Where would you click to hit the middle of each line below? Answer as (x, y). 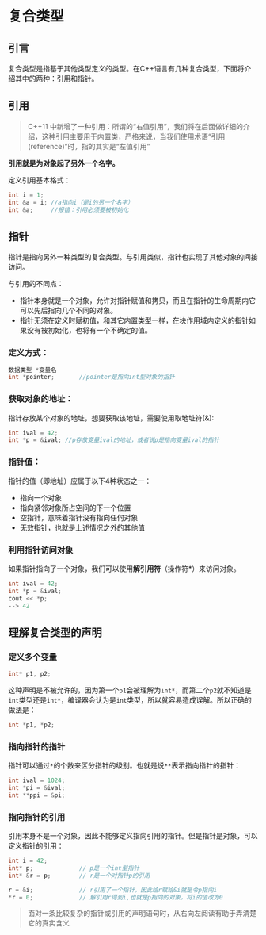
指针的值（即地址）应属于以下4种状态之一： (80, 481)
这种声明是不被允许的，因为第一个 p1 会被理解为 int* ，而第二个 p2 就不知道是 (130, 690)
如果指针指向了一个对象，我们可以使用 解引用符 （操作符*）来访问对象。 (125, 569)
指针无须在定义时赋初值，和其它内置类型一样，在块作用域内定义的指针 (134, 320)
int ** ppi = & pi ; (37, 795)
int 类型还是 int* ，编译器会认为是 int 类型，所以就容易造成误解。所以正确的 (130, 700)
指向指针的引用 (37, 817)
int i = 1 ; (26, 195)
